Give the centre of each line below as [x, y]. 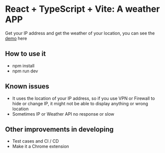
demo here [16, 38]
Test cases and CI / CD [35, 141]
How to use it [26, 54]
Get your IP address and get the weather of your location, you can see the [80, 33]
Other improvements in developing [59, 129]
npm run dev [25, 71]
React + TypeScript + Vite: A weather [82, 9]
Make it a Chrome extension [41, 147]
